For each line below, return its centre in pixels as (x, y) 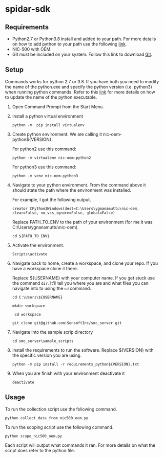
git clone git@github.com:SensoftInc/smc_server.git (67, 323)
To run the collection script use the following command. (61, 409)
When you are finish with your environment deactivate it (68, 373)
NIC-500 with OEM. (32, 49)
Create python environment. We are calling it (57, 134)
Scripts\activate (30, 254)
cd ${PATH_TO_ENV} (31, 236)
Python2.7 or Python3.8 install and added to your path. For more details (84, 39)
